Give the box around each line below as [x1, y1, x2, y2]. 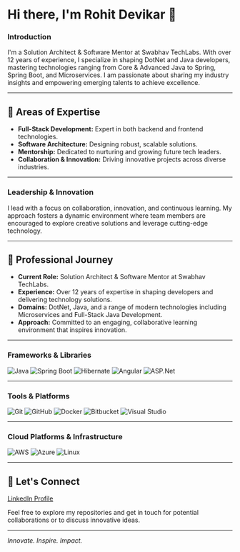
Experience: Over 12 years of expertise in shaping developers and [17, 288, 214, 296]
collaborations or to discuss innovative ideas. [7, 516, 141, 524]
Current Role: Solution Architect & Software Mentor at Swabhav [17, 273, 206, 281]
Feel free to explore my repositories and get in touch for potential [7, 508, 199, 517]
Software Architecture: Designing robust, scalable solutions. [17, 140, 198, 149]
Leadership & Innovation [7, 187, 94, 197]
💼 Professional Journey [7, 254, 114, 266]
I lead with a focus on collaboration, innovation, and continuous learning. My [7, 204, 232, 212]
